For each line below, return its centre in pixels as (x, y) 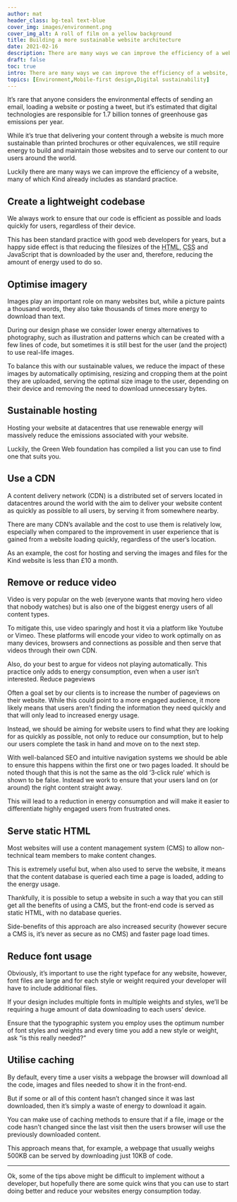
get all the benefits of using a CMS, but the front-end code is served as (111, 905)
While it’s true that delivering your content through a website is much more (116, 135)
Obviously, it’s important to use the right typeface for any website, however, (117, 973)
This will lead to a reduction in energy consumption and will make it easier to (119, 801)
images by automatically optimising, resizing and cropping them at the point (117, 374)
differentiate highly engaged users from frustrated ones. (89, 809)
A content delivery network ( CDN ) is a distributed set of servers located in (115, 495)
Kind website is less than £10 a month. (63, 560)
